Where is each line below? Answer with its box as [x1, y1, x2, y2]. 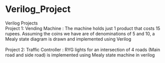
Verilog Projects [5, 20, 38, 26]
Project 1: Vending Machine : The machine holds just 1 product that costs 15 [5, 25, 160, 31]
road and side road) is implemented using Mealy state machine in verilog [5, 51, 155, 58]
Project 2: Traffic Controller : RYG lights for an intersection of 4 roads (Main [5, 46, 160, 52]
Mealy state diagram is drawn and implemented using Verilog [5, 36, 131, 42]
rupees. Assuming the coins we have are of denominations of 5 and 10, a [5, 30, 155, 36]
